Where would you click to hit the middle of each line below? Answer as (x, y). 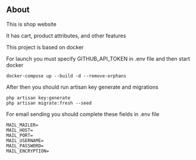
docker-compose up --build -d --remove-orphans (66, 76)
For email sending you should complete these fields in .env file (83, 114)
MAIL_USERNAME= (25, 140)
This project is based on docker (45, 47)
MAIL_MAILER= (22, 125)
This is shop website (31, 24)
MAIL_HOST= (20, 130)
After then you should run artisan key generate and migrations (83, 87)
